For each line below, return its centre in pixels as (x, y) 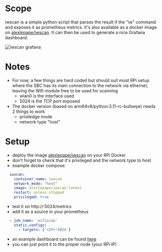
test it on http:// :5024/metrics (42, 207)
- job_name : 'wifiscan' (33, 221)
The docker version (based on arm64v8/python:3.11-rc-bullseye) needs (84, 106)
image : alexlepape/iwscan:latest (48, 188)
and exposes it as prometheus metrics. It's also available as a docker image (81, 27)
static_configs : (30, 225)
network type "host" (40, 122)
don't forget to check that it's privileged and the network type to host (81, 160)
